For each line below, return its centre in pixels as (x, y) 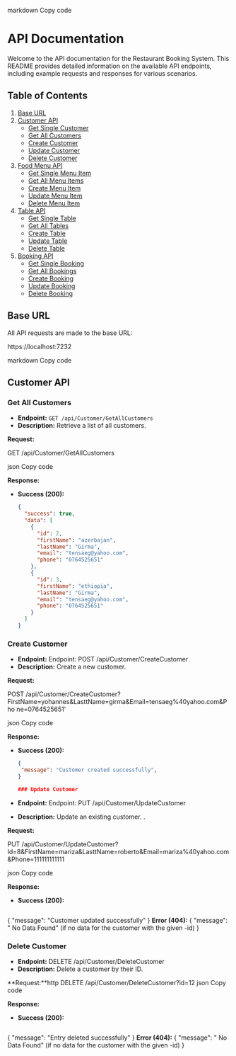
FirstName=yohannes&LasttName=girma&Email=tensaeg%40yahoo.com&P (117, 702)
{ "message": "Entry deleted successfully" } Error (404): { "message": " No (117, 1038)
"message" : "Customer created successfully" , (89, 770)
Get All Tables (48, 225)
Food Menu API (40, 165)
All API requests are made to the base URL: (70, 333)
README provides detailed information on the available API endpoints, (110, 66)
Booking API (35, 256)
